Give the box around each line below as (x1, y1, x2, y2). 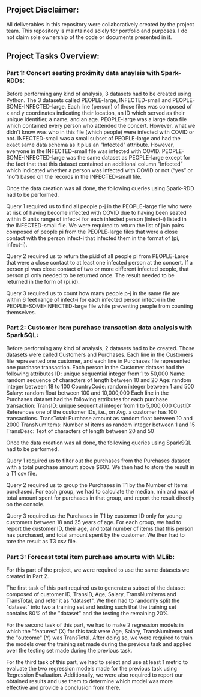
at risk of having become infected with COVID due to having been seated (6, 209, 187, 216)
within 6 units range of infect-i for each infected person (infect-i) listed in (6, 215, 187, 223)
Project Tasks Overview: (6, 51, 100, 61)
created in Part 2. (6, 573, 49, 580)
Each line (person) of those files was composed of (67, 103, 192, 110)
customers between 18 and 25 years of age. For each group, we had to (6, 518, 182, 525)
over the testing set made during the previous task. (6, 647, 133, 654)
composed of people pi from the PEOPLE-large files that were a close (6, 228, 178, 235)
